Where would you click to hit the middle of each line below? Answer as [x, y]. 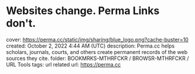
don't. [21, 23]
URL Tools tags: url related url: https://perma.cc [64, 64]
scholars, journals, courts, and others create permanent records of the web [97, 52]
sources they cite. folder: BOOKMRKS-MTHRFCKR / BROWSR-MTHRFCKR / [97, 58]
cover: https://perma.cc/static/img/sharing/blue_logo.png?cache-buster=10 [97, 39]
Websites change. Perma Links [83, 11]
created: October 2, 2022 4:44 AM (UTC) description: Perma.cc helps [90, 46]
